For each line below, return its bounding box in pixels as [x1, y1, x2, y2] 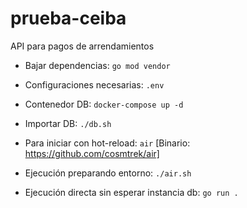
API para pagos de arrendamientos [10, 40, 155, 52]
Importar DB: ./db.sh [24, 117, 112, 129]
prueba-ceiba [10, 7, 127, 30]
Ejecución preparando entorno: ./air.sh [24, 167, 192, 179]
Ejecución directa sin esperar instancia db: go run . [24, 186, 239, 198]
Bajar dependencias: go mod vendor [24, 59, 171, 71]
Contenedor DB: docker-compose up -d [24, 98, 184, 110]
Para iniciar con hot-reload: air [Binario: [24, 137, 191, 149]
